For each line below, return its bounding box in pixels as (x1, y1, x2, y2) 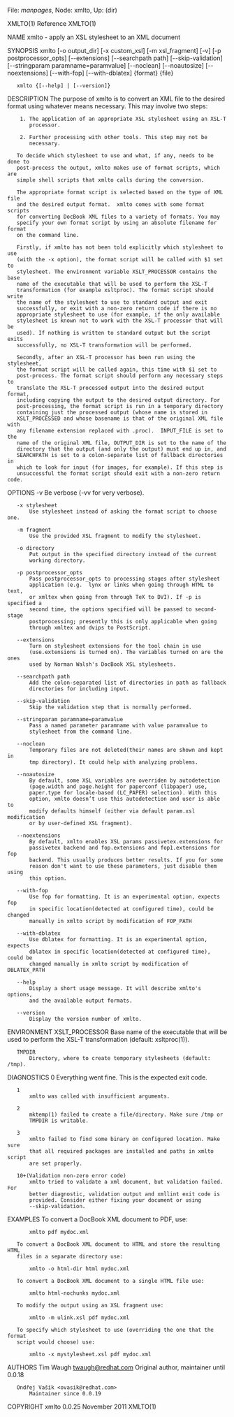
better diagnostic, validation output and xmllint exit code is (29, 1191, 220, 1198)
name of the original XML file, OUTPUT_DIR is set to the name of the (16, 439, 227, 446)
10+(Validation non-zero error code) (16, 1172, 127, 1179)
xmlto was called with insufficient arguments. (29, 1093, 170, 1100)
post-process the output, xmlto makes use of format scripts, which (16, 164, 220, 171)
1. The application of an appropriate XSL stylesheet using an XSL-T (20, 115, 227, 122)
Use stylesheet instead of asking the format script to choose (29, 508, 217, 515)
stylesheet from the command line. (29, 728, 133, 735)
